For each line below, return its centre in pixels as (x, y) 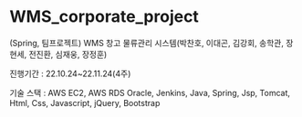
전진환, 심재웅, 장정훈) (68, 54)
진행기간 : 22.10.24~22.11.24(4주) (70, 73)
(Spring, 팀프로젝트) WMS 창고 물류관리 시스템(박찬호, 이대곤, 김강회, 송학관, (147, 43)
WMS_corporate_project (104, 17)
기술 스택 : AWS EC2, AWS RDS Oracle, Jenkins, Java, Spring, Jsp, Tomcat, (150, 93)
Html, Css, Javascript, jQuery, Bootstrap (85, 102)
